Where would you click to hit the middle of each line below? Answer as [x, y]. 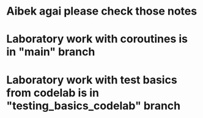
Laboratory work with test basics [92, 80]
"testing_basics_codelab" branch [94, 106]
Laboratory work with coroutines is [97, 39]
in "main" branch [51, 52]
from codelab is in [53, 93]
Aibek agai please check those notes [102, 11]
